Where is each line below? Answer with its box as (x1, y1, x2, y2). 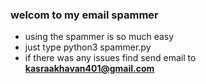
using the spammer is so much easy (24, 31, 175, 43)
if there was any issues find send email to (24, 52, 197, 64)
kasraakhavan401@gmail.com (24, 63, 155, 75)
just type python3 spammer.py (24, 41, 152, 53)
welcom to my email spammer (10, 8, 159, 22)
